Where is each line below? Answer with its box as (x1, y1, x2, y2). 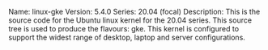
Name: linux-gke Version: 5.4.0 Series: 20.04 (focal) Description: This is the (8, 7, 261, 16)
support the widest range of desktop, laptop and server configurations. (8, 32, 245, 42)
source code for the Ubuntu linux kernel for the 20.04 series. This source (8, 15, 253, 25)
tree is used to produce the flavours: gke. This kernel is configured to (8, 24, 240, 33)
